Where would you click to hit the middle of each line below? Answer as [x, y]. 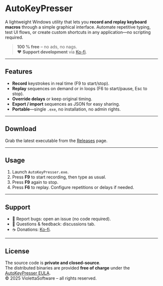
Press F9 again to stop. [35, 182]
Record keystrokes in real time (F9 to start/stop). [61, 83]
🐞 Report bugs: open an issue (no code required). [61, 219]
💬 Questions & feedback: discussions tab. [54, 224]
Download [21, 129]
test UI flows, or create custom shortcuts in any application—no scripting [78, 32]
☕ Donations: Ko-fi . [31, 230]
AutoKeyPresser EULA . [28, 273]
